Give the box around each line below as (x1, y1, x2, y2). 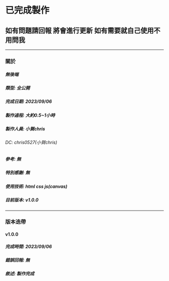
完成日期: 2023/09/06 (5, 99, 52, 105)
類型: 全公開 (5, 85, 30, 91)
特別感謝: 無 (5, 170, 30, 176)
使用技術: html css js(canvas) (5, 183, 68, 189)
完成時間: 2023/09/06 (5, 243, 52, 249)
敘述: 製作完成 (5, 270, 34, 277)
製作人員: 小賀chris (5, 126, 45, 132)
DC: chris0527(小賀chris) (5, 139, 58, 146)
